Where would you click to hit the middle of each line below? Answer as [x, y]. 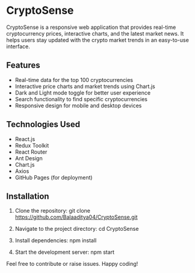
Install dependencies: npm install [56, 240]
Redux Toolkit [32, 145]
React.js [25, 139]
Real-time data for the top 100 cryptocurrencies [74, 80]
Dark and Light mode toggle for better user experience [83, 93]
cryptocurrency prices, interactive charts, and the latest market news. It [95, 33]
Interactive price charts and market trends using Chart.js [85, 86]
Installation [28, 196]
